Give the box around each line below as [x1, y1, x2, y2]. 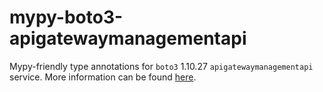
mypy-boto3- [9, 6, 124, 29]
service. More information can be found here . [9, 71, 197, 83]
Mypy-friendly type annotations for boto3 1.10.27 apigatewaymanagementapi [9, 60, 314, 72]
